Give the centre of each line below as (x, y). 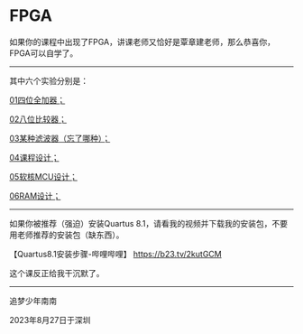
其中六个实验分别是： (49, 80)
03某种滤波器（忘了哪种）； (60, 138)
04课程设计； (34, 157)
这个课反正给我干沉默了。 (57, 273)
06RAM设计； (35, 196)
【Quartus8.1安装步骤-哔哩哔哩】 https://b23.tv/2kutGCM (116, 254)
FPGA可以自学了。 (44, 53)
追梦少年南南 (33, 301)
